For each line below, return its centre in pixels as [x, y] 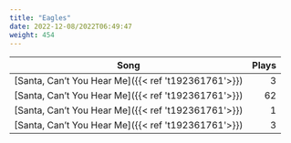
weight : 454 [32, 35]
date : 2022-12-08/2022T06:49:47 [71, 26]
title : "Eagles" [40, 18]
